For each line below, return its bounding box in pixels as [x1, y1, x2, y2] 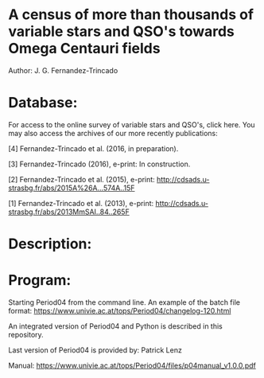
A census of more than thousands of [8, 6, 254, 24]
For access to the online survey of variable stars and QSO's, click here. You [8, 119, 256, 129]
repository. [8, 330, 44, 339]
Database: [8, 94, 78, 112]
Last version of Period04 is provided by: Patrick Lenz [8, 345, 183, 355]
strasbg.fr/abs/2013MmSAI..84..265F [8, 207, 130, 216]
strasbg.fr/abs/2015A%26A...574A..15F [8, 183, 135, 193]
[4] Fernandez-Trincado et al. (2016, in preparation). [8, 143, 179, 153]
